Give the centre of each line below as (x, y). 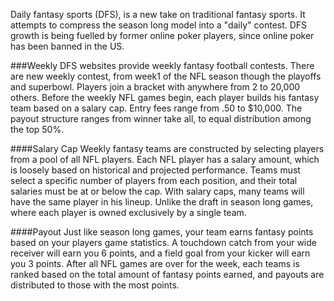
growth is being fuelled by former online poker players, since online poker (162, 35)
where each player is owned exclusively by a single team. (128, 212)
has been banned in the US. (67, 46)
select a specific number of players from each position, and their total (154, 180)
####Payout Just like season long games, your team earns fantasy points (162, 232)
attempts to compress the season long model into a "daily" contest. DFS (159, 25)
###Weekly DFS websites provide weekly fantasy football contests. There (162, 65)
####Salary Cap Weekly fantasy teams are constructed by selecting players (167, 148)
